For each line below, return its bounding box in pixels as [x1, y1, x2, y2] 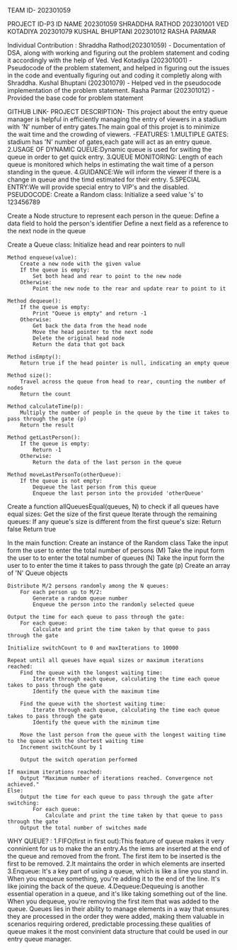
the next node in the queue [7, 227, 86, 235]
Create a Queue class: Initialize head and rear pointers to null [7, 240, 185, 249]
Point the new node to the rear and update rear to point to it [33, 285, 226, 292]
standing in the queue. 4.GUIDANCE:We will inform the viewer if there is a [7, 168, 221, 176]
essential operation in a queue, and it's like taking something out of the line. [7, 890, 228, 898]
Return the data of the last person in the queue [33, 459, 182, 466]
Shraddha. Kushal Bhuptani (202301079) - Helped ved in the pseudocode [7, 79, 221, 87]
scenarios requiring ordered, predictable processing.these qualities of [7, 920, 211, 928]
